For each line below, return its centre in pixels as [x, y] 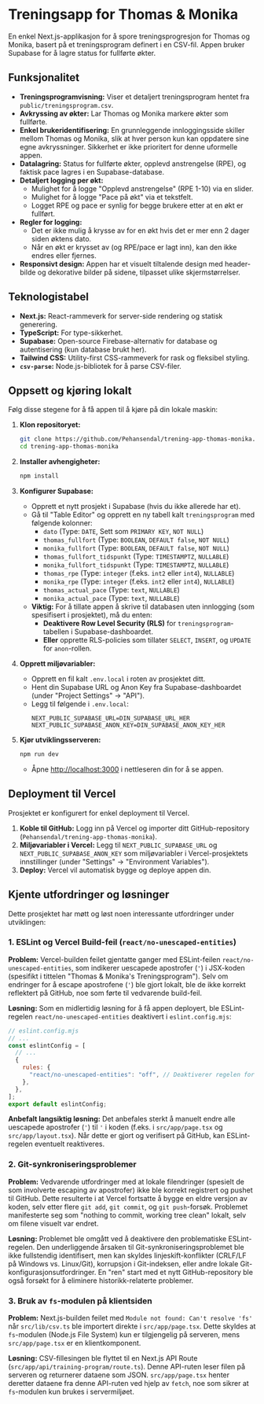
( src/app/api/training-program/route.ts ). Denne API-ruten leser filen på [127, 1367]
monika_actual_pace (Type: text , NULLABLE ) [112, 598]
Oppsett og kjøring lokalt [70, 391]
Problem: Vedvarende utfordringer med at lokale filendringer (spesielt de [126, 1181]
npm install [39, 476]
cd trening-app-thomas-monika [69, 447]
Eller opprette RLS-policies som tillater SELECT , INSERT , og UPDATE [147, 640]
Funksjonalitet [44, 77]
